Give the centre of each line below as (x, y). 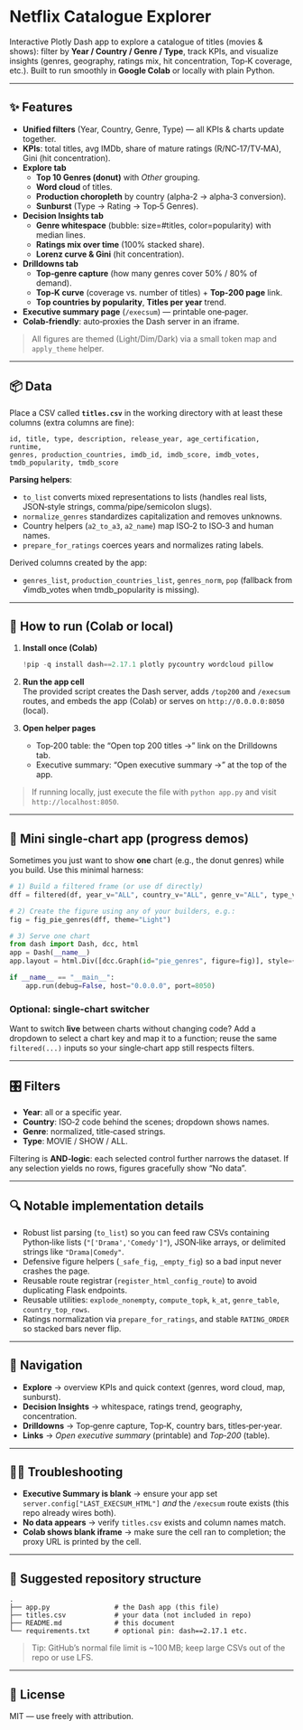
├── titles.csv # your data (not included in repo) (131, 1615)
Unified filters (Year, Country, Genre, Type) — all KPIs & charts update (153, 129)
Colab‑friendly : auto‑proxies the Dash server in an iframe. (131, 321)
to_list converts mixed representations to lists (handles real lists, (145, 497)
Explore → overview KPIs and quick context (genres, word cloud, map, (154, 1387)
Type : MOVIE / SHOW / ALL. (75, 1141)
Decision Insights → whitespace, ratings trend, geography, (132, 1406)
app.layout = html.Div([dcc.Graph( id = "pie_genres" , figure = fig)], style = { (153, 961)
